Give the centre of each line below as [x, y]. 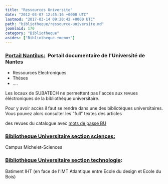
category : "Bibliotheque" [32, 33]
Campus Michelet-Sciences [34, 147]
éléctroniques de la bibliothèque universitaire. [52, 99]
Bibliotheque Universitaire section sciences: [60, 136]
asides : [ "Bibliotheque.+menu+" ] [40, 38]
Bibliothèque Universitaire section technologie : [64, 160]
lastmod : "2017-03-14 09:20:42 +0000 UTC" [50, 19]
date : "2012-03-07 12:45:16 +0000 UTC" [47, 15]
